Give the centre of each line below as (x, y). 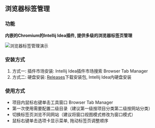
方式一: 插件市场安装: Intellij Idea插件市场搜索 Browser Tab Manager (80, 71)
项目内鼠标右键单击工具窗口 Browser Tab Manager (62, 102)
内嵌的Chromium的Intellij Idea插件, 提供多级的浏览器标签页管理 (69, 35)
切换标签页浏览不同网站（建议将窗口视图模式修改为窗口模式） (74, 115)
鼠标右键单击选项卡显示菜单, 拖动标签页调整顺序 (60, 121)
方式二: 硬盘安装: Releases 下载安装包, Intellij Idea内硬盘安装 (72, 77)
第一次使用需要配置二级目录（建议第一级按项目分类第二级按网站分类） (82, 109)
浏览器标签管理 (27, 9)
